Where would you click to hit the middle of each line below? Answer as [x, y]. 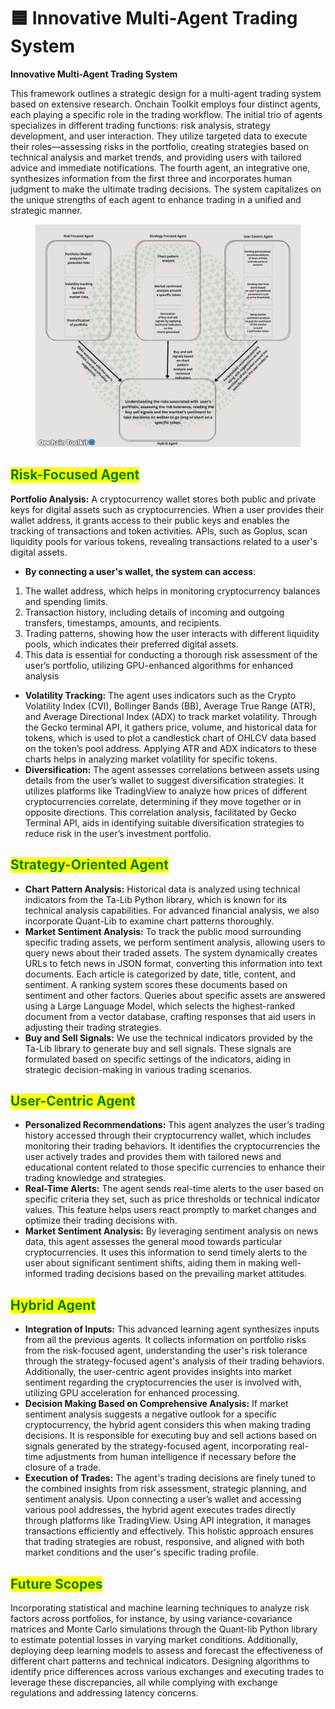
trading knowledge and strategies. [95, 1178]
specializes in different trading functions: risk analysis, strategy [140, 125]
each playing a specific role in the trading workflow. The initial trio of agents [166, 114]
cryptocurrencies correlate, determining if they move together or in [163, 801]
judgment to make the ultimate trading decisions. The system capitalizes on [166, 189]
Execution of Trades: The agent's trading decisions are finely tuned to [170, 1478]
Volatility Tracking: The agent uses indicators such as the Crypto [160, 695]
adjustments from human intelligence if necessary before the [171, 1457]
